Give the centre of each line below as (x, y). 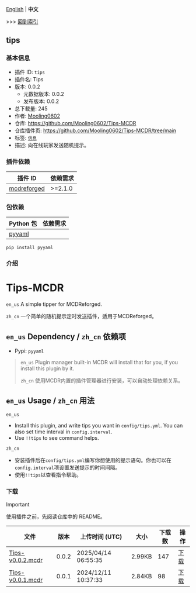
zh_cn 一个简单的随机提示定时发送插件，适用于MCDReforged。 (82, 316)
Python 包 (23, 223)
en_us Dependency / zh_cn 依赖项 (66, 337)
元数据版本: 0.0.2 (43, 94)
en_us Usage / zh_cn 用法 (50, 401)
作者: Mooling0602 (37, 116)
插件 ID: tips (30, 72)
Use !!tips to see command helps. (57, 437)
